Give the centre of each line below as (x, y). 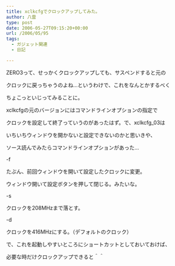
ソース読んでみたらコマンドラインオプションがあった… (73, 147)
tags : (13, 39)
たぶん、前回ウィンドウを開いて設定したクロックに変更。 (76, 171)
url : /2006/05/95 (27, 34)
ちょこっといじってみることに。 (45, 97)
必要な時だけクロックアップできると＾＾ (55, 257)
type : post (19, 22)
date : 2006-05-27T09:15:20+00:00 (47, 28)
